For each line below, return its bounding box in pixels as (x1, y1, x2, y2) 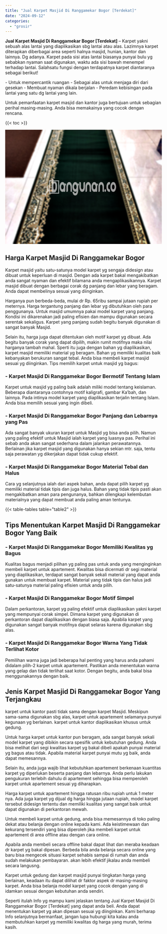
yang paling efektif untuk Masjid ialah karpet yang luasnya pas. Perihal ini (5, 435, 156, 441)
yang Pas (5, 418, 28, 425)
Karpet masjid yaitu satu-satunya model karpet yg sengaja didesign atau (5, 267, 153, 273)
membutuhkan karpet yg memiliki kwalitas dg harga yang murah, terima (5, 919, 152, 925)
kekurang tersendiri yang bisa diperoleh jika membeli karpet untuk (5, 826, 141, 832)
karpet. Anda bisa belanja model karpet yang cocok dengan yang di (5, 883, 144, 889)
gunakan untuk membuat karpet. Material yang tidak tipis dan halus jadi (5, 577, 152, 583)
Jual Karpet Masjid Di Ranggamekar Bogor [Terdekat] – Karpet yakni (5, 38, 148, 44)
